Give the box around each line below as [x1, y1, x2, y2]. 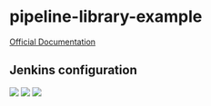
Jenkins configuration [9, 63, 138, 78]
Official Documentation [9, 36, 96, 47]
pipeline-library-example [9, 6, 203, 27]
